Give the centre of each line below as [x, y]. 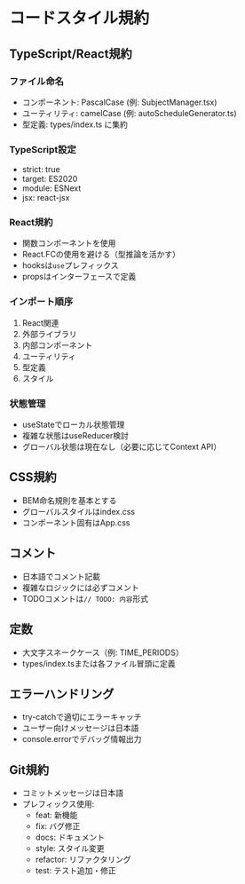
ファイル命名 [37, 81]
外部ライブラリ [49, 334]
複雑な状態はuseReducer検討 [75, 436]
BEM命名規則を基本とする [69, 500]
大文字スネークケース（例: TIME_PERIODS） [103, 652]
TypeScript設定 [43, 149]
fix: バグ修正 [58, 826]
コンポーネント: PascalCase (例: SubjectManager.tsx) [119, 102]
